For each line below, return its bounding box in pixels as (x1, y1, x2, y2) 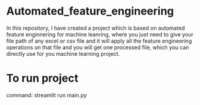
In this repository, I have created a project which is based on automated (6, 24, 185, 32)
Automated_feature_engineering (6, 4, 175, 18)
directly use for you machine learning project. (6, 50, 120, 57)
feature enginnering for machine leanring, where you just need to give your (6, 30, 194, 38)
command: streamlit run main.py (6, 91, 87, 98)
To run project (6, 72, 79, 86)
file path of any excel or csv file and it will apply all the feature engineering (6, 37, 192, 44)
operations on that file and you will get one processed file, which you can (6, 44, 190, 51)
